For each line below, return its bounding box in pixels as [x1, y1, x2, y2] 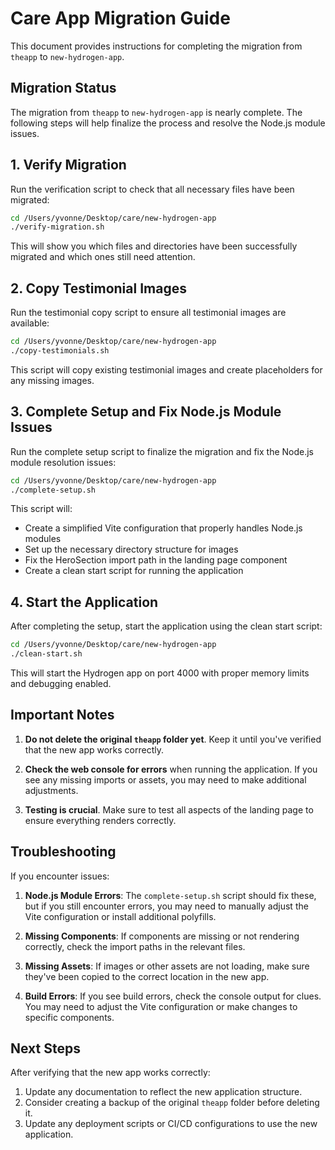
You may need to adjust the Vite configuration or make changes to [24, 1000, 298, 1012]
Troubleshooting [10, 843, 117, 861]
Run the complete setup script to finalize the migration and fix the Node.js [10, 445, 315, 457]
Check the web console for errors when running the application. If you [24, 763, 318, 775]
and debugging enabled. [10, 678, 112, 689]
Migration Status [10, 80, 117, 97]
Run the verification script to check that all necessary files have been [10, 183, 295, 195]
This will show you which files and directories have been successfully [10, 240, 298, 252]
